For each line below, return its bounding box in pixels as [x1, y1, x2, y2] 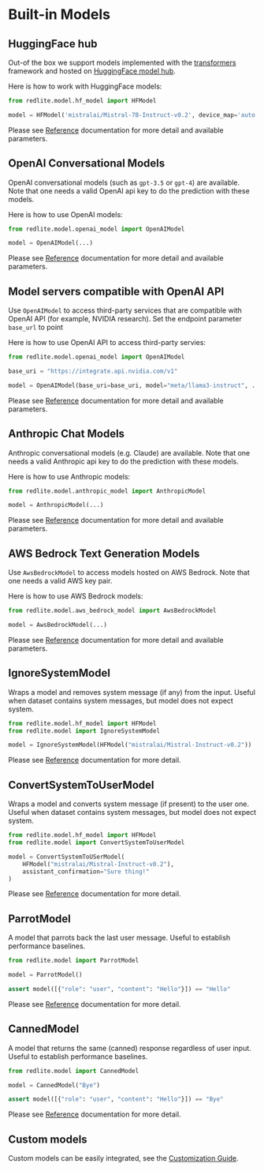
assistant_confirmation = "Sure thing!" [22, 867, 150, 876]
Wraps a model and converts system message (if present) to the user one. [8, 799, 250, 809]
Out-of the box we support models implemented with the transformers [8, 58, 236, 67]
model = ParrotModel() [8, 971, 83, 979]
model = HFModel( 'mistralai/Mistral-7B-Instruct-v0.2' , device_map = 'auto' [8, 111, 259, 119]
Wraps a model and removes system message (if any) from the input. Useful [8, 687, 256, 696]
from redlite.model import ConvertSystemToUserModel [8, 839, 185, 846]
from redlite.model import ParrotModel [8, 957, 139, 965]
